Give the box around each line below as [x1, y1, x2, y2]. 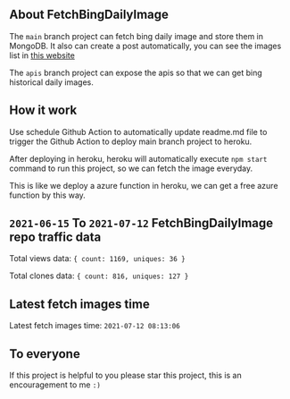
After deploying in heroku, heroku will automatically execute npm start [9, 153, 268, 164]
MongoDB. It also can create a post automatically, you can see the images [9, 40, 282, 51]
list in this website [9, 49, 76, 61]
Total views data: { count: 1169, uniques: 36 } [9, 253, 186, 264]
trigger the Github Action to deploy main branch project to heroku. [9, 136, 253, 147]
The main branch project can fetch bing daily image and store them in [9, 30, 263, 41]
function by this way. [9, 190, 87, 200]
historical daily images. [9, 76, 94, 88]
